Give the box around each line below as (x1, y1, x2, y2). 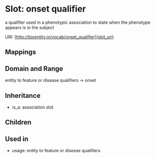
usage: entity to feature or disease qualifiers (12, 148, 101, 154)
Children (5, 118, 31, 126)
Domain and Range (5, 64, 63, 73)
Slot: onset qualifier (5, 3, 86, 15)
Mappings (5, 48, 36, 56)
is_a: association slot (12, 104, 54, 110)
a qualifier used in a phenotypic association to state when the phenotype (5, 19, 151, 25)
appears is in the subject (5, 24, 54, 30)
